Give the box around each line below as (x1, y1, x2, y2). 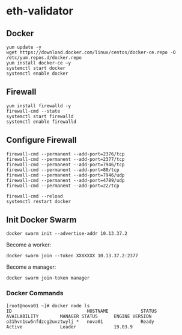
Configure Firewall (6, 135, 77, 145)
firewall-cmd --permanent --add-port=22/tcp (6, 183, 120, 189)
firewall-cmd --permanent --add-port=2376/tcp (6, 151, 125, 157)
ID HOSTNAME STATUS (6, 308, 157, 314)
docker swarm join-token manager (6, 275, 90, 281)
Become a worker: (6, 241, 52, 248)
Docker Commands (6, 289, 64, 298)
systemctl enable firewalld (6, 119, 77, 125)
